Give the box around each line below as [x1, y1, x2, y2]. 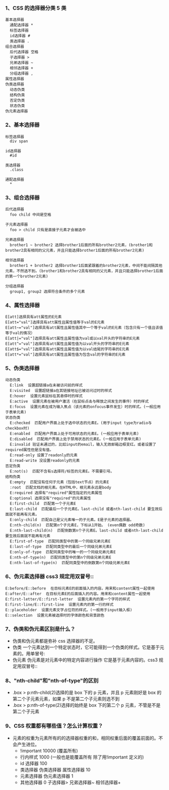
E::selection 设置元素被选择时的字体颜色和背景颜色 [5, 613, 105, 618]
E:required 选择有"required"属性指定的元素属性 [10, 490, 102, 496]
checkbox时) [5, 426, 30, 431]
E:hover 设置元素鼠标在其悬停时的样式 [10, 393, 83, 399]
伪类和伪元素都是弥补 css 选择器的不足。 [12, 638, 98, 644]
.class [10, 167, 24, 172]
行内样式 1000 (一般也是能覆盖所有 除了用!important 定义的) [20, 754, 144, 760]
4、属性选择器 [5, 301, 40, 308]
